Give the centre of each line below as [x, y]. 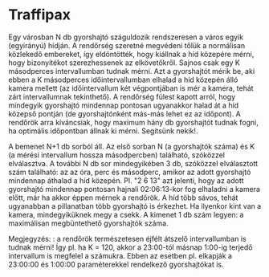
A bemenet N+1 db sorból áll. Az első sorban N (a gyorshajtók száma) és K [132, 146]
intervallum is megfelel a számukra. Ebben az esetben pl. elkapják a [120, 255]
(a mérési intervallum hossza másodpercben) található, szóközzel [116, 155]
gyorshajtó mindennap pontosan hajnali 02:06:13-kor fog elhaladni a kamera [134, 189]
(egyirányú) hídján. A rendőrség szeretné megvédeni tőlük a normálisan [127, 45]
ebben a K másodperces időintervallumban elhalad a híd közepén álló [123, 79]
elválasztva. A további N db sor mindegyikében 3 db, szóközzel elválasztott [133, 163]
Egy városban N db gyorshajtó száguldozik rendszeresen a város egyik [126, 37]
